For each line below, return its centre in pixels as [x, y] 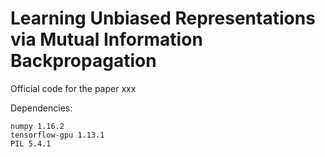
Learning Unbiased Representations [163, 18]
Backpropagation [83, 61]
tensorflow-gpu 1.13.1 [57, 135]
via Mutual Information [106, 39]
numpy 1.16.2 [37, 126]
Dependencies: [41, 108]
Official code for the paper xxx [73, 88]
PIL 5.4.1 [31, 143]
